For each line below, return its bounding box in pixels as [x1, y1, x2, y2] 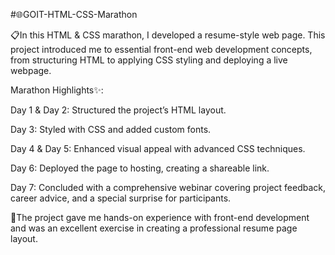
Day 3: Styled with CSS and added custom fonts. [10, 124, 212, 135]
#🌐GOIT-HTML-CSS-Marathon [10, 9, 138, 20]
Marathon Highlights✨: [10, 84, 104, 96]
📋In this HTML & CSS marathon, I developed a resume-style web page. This [10, 29, 326, 41]
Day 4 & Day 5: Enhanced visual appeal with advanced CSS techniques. [10, 143, 306, 154]
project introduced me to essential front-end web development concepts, [10, 44, 313, 55]
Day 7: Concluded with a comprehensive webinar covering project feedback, [10, 182, 327, 193]
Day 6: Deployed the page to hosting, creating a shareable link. [10, 162, 270, 174]
